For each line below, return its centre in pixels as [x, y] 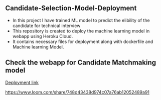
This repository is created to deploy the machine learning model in [81, 31]
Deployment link [22, 82]
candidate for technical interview [46, 25]
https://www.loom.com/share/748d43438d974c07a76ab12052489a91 [77, 92]
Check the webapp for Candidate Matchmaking [81, 63]
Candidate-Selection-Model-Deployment [71, 8]
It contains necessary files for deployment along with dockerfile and [83, 41]
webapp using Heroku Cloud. [43, 36]
